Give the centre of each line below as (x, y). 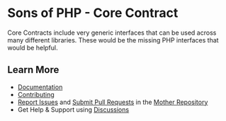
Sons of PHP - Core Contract (93, 13)
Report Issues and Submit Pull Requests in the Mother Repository (113, 102)
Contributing (36, 94)
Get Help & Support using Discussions (73, 109)
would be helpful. (33, 47)
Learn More (33, 70)
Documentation (40, 87)
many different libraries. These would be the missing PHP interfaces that (113, 40)
